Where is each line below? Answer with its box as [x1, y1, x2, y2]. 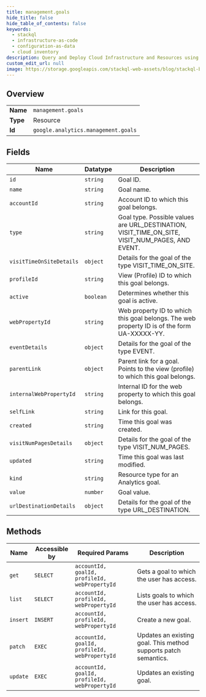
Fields [6, 147, 31, 157]
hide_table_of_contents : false [6, 20, 86, 26]
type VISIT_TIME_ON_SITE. [118, 261, 195, 270]
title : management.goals [6, 9, 70, 15]
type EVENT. [118, 347, 155, 356]
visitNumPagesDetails [9, 440, 72, 446]
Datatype [85, 165, 112, 173]
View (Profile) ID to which [118, 271, 192, 280]
